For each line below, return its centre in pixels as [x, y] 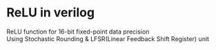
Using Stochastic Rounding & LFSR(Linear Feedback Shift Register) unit [108, 38]
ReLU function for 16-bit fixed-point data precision [78, 32]
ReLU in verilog [50, 13]
